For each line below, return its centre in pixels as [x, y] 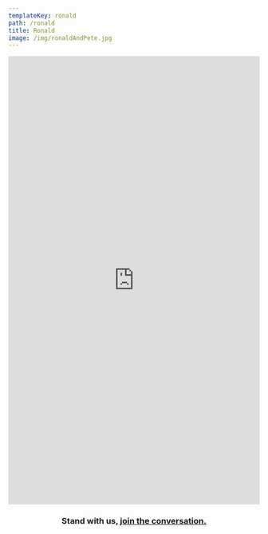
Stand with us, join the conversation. [134, 521]
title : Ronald [32, 30]
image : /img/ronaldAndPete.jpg [60, 38]
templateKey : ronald [43, 16]
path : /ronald [32, 23]
